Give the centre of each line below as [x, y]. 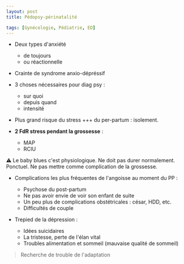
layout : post [22, 11]
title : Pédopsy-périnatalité [42, 17]
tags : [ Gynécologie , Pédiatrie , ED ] [51, 28]
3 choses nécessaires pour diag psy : [60, 85]
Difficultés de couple [48, 208]
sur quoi [33, 96]
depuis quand [40, 102]
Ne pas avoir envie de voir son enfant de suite [79, 196]
